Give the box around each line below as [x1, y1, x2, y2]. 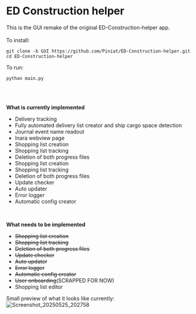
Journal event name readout [14, 128, 85, 135]
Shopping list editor [14, 283, 63, 290]
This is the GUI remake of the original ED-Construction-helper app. [6, 24, 170, 31]
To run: [6, 64, 24, 71]
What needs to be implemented [6, 221, 86, 228]
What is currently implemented [6, 103, 85, 111]
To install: [6, 36, 30, 44]
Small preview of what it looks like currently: [6, 294, 115, 302]
